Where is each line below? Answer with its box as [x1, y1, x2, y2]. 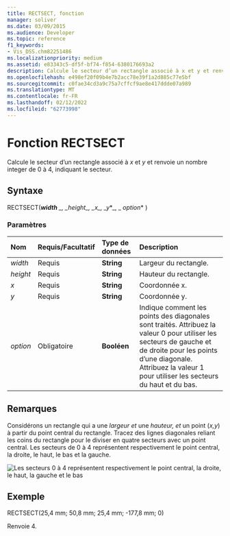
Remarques [7, 403, 57, 415]
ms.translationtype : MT [7, 86, 75, 93]
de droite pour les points [139, 345, 218, 355]
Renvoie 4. [7, 522, 38, 531]
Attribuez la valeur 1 [139, 363, 205, 372]
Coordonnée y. [139, 291, 188, 301]
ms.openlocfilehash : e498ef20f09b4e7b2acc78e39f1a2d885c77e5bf [7, 73, 192, 81]
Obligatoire [37, 341, 73, 350]
